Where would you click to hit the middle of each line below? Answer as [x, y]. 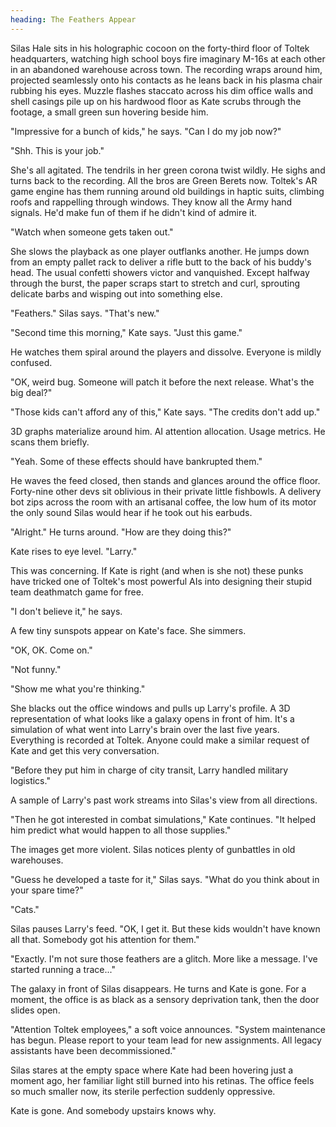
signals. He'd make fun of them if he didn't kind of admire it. [134, 212]
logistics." [30, 780]
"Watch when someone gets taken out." [92, 232]
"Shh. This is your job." [57, 150]
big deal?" [31, 392]
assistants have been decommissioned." [93, 1050]
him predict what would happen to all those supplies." [121, 830]
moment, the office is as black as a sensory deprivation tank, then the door [165, 999]
